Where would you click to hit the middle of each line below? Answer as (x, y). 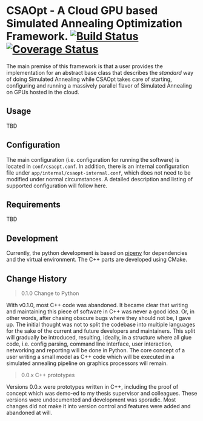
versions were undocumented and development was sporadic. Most (91, 400)
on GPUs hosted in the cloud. (43, 92)
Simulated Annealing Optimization (95, 23)
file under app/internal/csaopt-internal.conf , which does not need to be (98, 172)
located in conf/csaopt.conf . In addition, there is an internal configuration (98, 166)
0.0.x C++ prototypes (48, 375)
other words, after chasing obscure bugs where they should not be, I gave (99, 318)
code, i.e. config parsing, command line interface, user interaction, (89, 344)
